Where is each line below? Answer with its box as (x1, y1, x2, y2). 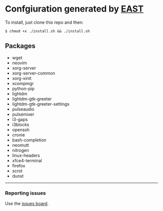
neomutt (12, 142, 29, 148)
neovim (12, 60, 27, 66)
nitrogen (12, 147, 29, 153)
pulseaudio (12, 106, 35, 112)
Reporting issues (5, 190, 46, 196)
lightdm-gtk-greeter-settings (12, 101, 69, 107)
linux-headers (12, 152, 40, 158)
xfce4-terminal (12, 157, 42, 163)
